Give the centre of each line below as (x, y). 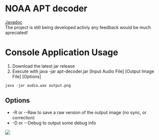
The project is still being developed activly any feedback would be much (78, 27)
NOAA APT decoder (46, 9)
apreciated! (17, 32)
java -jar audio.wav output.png (38, 85)
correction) (23, 117)
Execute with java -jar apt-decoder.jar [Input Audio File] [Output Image (83, 71)
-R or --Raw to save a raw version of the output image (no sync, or (79, 112)
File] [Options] (27, 76)
